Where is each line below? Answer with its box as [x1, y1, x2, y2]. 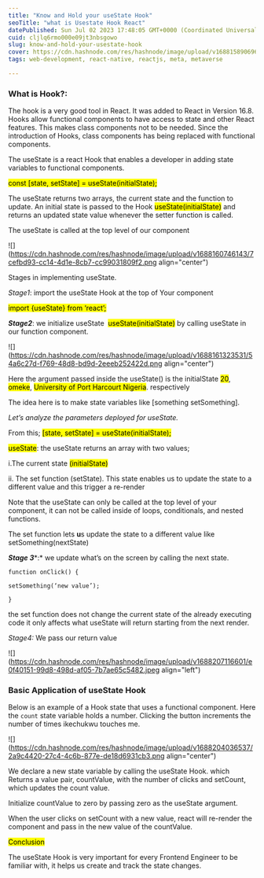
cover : [8, 48, 30, 56]
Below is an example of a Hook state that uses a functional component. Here [8, 703, 256, 712]
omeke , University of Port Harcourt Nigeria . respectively [8, 382, 190, 392]
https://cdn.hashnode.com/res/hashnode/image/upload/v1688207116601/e [10, 657, 253, 666]
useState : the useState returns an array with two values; [8, 444, 190, 453]
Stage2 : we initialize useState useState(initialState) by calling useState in [8, 319, 247, 328]
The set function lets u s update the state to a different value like [8, 529, 215, 539]
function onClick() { [8, 568, 79, 577]
